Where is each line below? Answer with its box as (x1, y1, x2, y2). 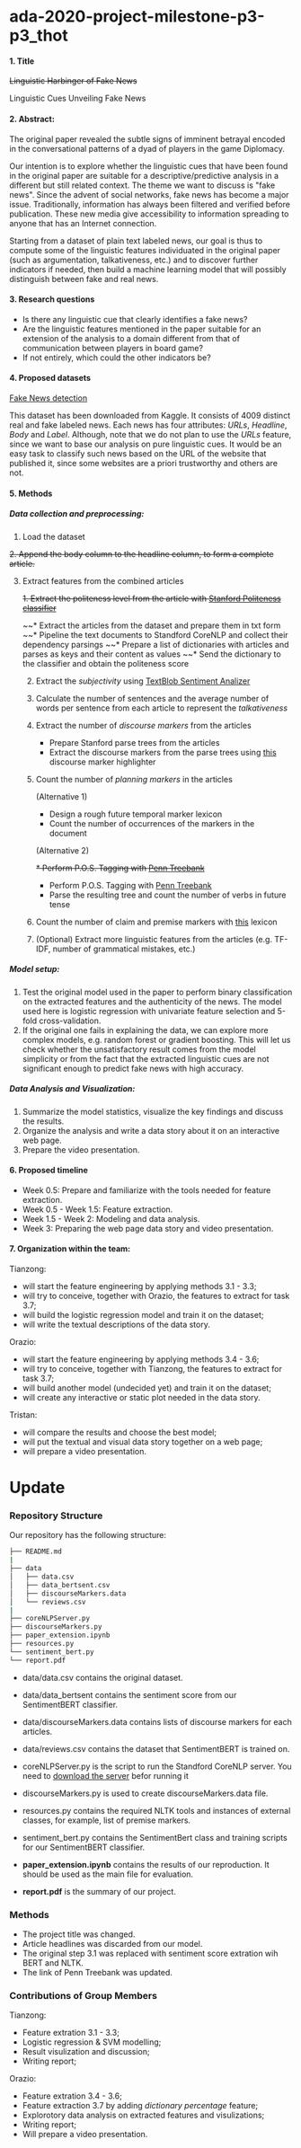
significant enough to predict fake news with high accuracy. (22, 1063, 244, 1074)
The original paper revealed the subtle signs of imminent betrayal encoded (9, 133, 286, 145)
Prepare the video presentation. (22, 1144, 140, 1155)
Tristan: (9, 1409, 38, 1420)
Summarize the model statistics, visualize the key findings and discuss (22, 1106, 284, 1117)
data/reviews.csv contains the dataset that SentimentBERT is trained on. (22, 1743, 290, 1754)
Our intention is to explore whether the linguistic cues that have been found (9, 160, 288, 172)
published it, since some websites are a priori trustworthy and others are (9, 458, 279, 468)
